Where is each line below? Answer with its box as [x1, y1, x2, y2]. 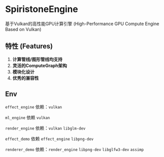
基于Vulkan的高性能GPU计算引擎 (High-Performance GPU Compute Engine [5, 20, 160, 26]
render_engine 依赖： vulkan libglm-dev [5, 125, 86, 131]
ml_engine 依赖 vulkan [5, 114, 50, 120]
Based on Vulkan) [5, 26, 41, 32]
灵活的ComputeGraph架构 [12, 62, 67, 68]
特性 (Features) [5, 42, 53, 50]
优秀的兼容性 [12, 75, 39, 81]
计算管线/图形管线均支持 [12, 56, 63, 62]
